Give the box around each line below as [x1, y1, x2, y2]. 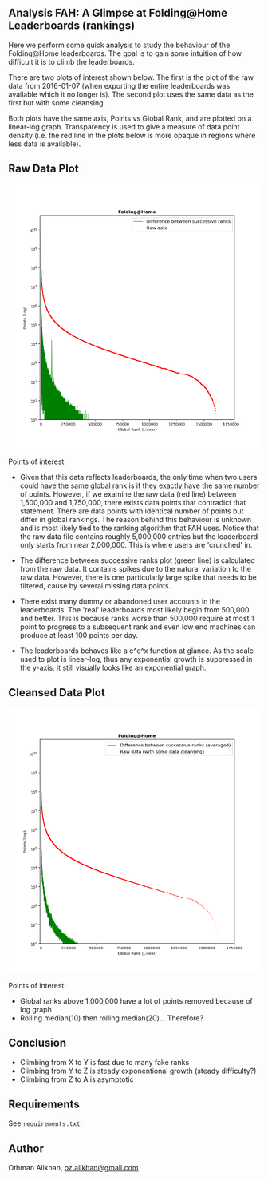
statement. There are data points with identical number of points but [19, 506, 244, 516]
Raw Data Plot [8, 162, 79, 176]
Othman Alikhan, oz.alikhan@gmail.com [8, 1163, 139, 1173]
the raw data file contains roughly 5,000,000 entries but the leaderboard [19, 531, 258, 541]
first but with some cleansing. [8, 97, 106, 107]
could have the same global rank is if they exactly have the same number [19, 481, 260, 490]
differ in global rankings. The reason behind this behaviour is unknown [19, 514, 252, 524]
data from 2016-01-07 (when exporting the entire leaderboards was [8, 81, 231, 90]
